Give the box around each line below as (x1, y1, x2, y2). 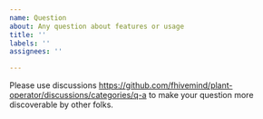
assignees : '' (9, 47, 63, 56)
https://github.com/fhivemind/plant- (98, 80, 233, 91)
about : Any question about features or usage (9, 22, 184, 31)
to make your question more (148, 90, 254, 101)
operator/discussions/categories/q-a (9, 90, 147, 101)
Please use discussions (9, 80, 97, 91)
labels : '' (9, 38, 51, 48)
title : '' (9, 30, 47, 39)
